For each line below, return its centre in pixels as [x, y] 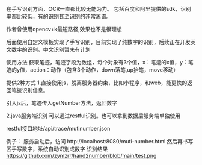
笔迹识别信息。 [30, 90]
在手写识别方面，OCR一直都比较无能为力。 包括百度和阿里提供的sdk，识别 [99, 9]
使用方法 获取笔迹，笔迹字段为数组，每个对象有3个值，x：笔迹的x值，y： [97, 62]
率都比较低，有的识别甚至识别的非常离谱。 [59, 16]
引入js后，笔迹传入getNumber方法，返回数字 [62, 103]
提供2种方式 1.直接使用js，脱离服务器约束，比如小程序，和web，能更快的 [97, 82]
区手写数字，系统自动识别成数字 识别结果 [57, 149]
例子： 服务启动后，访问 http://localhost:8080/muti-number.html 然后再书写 [100, 141]
